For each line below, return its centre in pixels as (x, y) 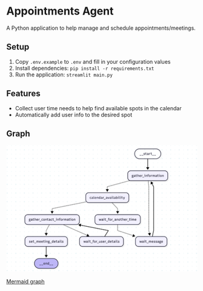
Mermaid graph (25, 281)
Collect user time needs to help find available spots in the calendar (98, 108)
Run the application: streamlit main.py (64, 75)
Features (23, 94)
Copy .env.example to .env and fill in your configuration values (93, 61)
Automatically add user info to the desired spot (73, 115)
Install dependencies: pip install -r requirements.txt (85, 68)
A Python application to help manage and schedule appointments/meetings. (101, 28)
